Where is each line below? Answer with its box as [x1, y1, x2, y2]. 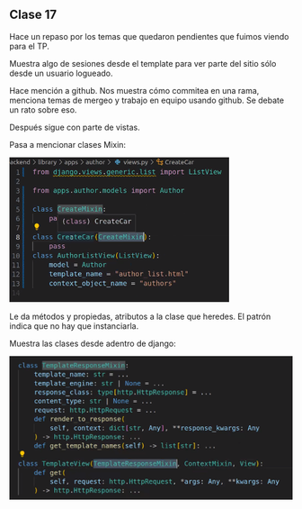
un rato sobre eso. [9, 104, 77, 115]
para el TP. [9, 41, 49, 51]
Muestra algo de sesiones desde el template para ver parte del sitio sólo [9, 58, 277, 68]
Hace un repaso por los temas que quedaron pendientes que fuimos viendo [9, 31, 289, 41]
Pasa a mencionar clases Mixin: [9, 139, 127, 150]
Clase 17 [9, 7, 57, 23]
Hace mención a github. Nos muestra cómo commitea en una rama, [9, 85, 260, 95]
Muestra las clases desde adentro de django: [9, 338, 177, 349]
